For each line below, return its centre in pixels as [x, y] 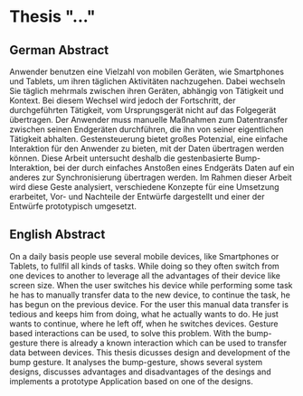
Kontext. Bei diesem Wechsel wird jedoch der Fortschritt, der [123, 100]
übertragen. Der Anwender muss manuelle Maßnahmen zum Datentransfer [148, 120]
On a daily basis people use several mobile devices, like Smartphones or [144, 256]
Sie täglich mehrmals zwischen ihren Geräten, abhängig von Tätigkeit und [147, 91]
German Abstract [59, 50]
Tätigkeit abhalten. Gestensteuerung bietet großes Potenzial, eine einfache [148, 139]
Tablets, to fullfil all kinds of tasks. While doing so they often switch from [145, 266]
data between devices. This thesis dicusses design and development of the [150, 352]
